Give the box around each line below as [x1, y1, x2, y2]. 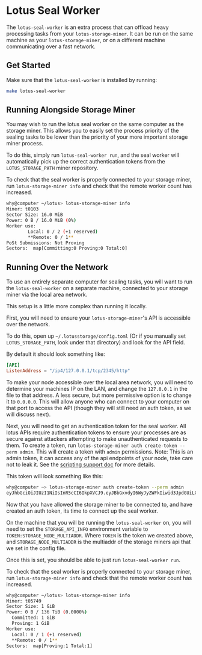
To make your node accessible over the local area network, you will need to [6, 378, 194, 386]
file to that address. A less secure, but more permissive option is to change [6, 391, 192, 399]
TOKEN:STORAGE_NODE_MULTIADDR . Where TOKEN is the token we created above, [6, 531, 194, 539]
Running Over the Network [6, 262, 108, 272]
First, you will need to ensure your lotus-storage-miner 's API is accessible [6, 314, 191, 321]
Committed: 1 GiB [11, 615, 55, 621]
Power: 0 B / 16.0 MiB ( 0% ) [6, 218, 77, 224]
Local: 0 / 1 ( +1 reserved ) [11, 631, 82, 638]
